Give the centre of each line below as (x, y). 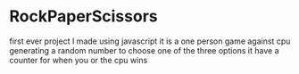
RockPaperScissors (83, 16)
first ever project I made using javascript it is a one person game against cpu (150, 41)
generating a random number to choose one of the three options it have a (144, 50)
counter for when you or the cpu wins (79, 60)
